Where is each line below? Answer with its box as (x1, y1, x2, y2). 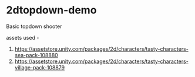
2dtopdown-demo (6, 3, 97, 17)
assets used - (6, 34, 39, 41)
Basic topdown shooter (6, 23, 62, 30)
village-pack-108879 (14, 64, 65, 71)
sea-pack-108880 (14, 51, 59, 58)
